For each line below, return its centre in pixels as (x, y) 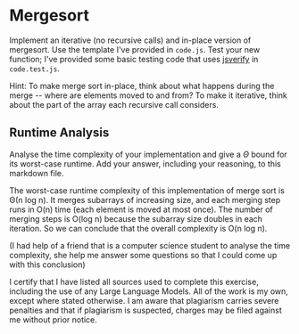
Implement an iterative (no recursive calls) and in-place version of (130, 40)
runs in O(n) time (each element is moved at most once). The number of (141, 209)
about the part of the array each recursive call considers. (114, 104)
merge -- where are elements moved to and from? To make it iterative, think (149, 95)
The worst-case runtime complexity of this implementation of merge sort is (147, 190)
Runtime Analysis (59, 133)
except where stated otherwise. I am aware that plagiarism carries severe (144, 300)
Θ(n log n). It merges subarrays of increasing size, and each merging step (145, 200)
